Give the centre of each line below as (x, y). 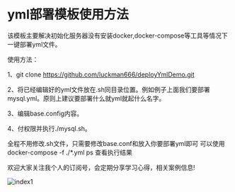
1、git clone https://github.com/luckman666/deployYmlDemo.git (101, 74)
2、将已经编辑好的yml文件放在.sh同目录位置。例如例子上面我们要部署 (109, 89)
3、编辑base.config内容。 (45, 113)
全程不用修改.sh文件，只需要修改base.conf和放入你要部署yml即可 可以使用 (116, 143)
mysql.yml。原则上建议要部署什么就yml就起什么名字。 (86, 98)
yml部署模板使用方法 (68, 15)
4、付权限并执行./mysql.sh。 (50, 128)
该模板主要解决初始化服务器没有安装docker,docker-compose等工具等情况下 (117, 35)
